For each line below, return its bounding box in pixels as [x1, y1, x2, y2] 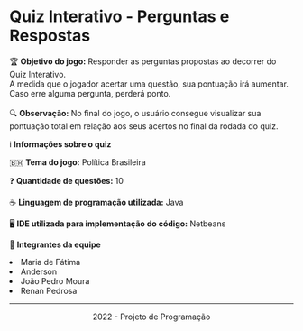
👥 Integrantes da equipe [9, 239, 101, 250]
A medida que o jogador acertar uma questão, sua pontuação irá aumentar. [9, 78, 289, 89]
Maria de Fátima [21, 256, 81, 267]
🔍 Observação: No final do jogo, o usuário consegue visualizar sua [9, 107, 262, 118]
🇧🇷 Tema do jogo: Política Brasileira [9, 156, 146, 168]
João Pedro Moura [21, 275, 90, 286]
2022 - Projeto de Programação [92, 311, 211, 322]
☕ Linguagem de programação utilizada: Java [9, 197, 184, 207]
